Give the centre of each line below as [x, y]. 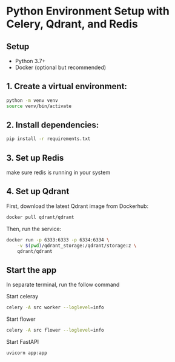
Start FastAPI [23, 341]
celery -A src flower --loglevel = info [55, 330]
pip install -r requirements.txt [48, 139]
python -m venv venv [32, 100]
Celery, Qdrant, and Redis [72, 24]
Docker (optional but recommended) [61, 67]
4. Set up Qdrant [38, 191]
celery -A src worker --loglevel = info [55, 307]
